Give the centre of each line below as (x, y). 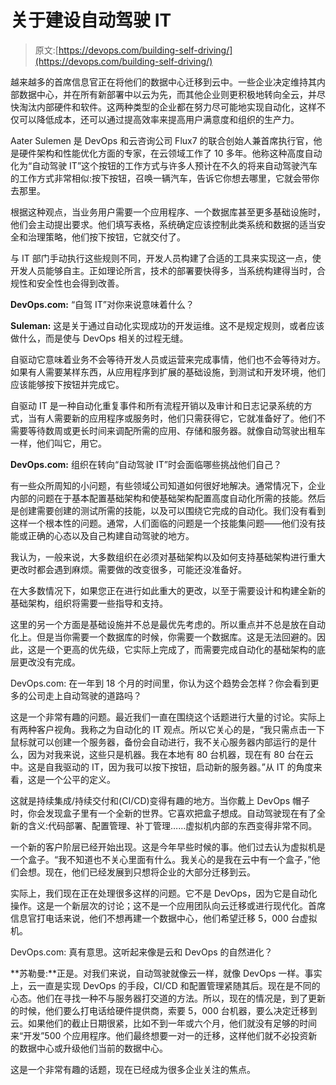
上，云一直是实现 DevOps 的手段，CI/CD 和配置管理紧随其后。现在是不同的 (165, 985)
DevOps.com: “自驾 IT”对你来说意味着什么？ (102, 304)
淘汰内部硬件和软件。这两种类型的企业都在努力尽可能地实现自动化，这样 (167, 107)
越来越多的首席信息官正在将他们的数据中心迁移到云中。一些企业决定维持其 (163, 82)
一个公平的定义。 (80, 779)
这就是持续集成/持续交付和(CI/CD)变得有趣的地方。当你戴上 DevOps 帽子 (160, 800)
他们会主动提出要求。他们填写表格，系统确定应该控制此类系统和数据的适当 (163, 224)
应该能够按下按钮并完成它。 (67, 384)
